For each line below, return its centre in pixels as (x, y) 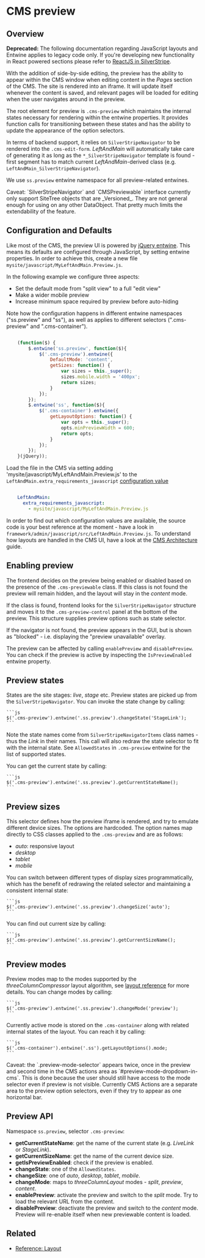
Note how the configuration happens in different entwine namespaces (94, 313)
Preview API (30, 1117)
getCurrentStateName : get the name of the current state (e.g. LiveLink (104, 1143)
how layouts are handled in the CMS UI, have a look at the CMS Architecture (102, 540)
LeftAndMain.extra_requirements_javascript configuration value (88, 481)
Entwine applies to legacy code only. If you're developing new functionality (101, 55)
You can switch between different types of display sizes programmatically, (100, 878)
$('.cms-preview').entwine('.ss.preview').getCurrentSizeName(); (91, 940)
